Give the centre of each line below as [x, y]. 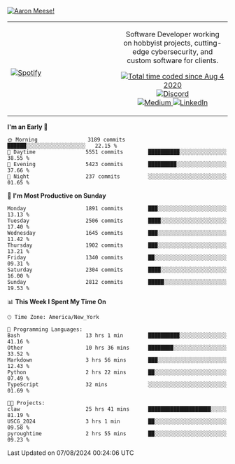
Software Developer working [173, 34]
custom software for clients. [173, 61]
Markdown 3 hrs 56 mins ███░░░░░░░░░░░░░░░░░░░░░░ [117, 360]
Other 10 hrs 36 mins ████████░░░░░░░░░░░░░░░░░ [117, 348]
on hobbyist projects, [158, 43]
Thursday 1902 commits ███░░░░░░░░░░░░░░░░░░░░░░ [117, 245]
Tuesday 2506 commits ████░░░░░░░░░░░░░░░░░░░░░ [117, 221]
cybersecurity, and [182, 52]
